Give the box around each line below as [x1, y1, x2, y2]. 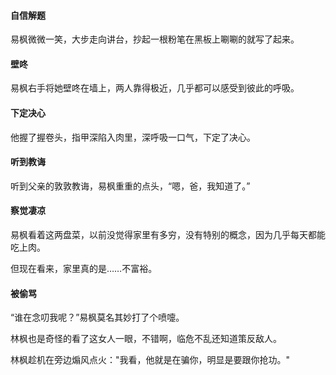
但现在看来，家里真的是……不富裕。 [10, 263, 158, 275]
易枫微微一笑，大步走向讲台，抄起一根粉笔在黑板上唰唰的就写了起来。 [10, 33, 300, 45]
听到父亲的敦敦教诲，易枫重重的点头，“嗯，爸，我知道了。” [10, 180, 251, 192]
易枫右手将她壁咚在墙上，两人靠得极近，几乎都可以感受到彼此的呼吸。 [10, 82, 300, 94]
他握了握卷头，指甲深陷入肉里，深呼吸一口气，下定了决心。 [10, 131, 256, 143]
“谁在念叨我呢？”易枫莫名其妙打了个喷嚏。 [10, 311, 185, 324]
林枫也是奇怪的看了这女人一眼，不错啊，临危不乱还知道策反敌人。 [10, 333, 282, 345]
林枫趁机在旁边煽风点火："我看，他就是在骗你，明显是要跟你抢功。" [10, 354, 291, 366]
